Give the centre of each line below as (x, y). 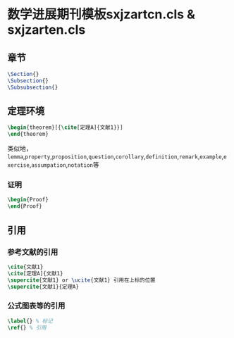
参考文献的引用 (33, 252)
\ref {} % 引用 (27, 327)
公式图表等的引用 (36, 306)
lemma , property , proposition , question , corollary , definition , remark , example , (116, 156)
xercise (19, 165)
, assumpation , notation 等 (64, 165)
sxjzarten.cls (47, 30)
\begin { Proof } (28, 200)
